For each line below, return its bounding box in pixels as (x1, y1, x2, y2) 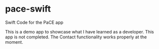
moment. (5, 39, 23, 45)
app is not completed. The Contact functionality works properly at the (5, 34, 147, 40)
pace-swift (5, 3, 51, 15)
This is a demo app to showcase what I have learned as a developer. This (5, 29, 154, 34)
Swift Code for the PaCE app (5, 19, 64, 25)
